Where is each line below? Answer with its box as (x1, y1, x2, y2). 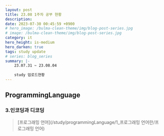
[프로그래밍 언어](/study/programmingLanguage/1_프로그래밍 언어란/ (17, 119, 155, 125)
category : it (5, 35, 32, 40)
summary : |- (5, 58, 30, 63)
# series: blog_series (5, 53, 52, 59)
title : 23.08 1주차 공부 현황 (5, 12, 62, 17)
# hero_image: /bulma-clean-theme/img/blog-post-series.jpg (5, 26, 133, 31)
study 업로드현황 (14, 72, 45, 77)
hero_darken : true (5, 44, 43, 49)
